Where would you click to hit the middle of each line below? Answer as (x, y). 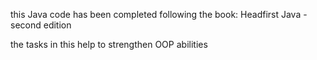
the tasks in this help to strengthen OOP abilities (109, 44)
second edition (41, 25)
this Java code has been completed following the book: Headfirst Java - (159, 14)
